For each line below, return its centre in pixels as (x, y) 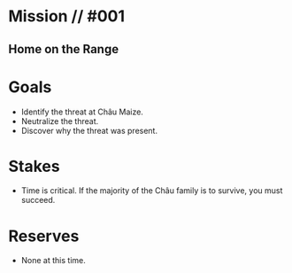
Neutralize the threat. (60, 121)
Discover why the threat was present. (89, 130)
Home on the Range (64, 49)
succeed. (38, 200)
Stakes (34, 166)
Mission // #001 (67, 16)
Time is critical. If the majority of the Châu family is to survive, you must (152, 191)
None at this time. (53, 261)
